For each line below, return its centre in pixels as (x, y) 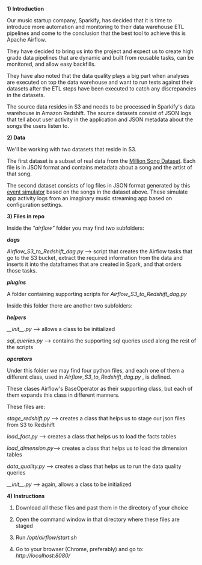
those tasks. (22, 270)
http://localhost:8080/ (43, 555)
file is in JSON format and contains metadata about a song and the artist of (99, 167)
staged (24, 526)
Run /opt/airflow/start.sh (46, 537)
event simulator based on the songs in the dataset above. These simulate (97, 192)
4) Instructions (26, 496)
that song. (19, 174)
